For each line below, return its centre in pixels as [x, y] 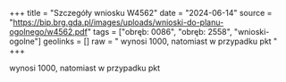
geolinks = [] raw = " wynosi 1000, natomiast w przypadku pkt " [160, 41]
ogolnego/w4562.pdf [48, 32]
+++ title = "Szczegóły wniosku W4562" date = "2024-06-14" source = [141, 13]
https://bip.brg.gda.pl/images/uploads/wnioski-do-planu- [118, 22]
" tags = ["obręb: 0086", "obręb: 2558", [160, 32]
